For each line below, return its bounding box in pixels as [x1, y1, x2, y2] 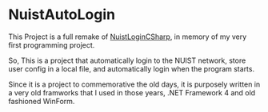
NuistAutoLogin [8, 6, 116, 24]
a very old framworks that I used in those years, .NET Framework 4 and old [8, 87, 256, 97]
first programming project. [8, 40, 95, 49]
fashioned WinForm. [8, 96, 75, 106]
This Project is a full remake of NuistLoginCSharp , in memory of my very [8, 32, 247, 41]
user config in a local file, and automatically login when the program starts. [8, 64, 254, 73]
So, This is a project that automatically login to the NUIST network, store [8, 56, 246, 65]
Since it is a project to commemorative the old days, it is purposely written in [8, 79, 261, 89]
